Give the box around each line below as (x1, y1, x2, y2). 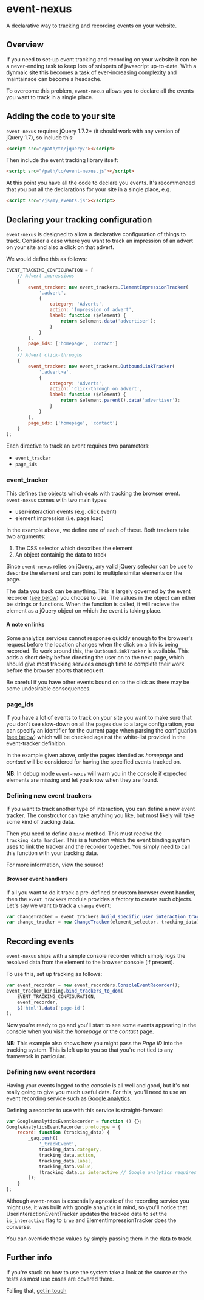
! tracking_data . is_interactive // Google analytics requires (38, 1169, 197, 1175)
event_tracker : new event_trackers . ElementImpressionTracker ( (28, 284, 189, 290)
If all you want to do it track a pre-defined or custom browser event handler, (6, 888, 196, 896)
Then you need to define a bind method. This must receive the (6, 830, 162, 837)
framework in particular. (6, 1053, 66, 1060)
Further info (6, 1253, 53, 1263)
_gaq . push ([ (28, 1135, 59, 1142)
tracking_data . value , (38, 1164, 94, 1170)
